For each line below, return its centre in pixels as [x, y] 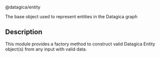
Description [24, 32]
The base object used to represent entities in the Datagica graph [72, 16]
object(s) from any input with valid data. [46, 49]
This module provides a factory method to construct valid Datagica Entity [80, 44]
